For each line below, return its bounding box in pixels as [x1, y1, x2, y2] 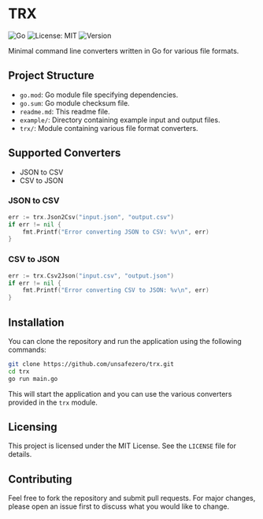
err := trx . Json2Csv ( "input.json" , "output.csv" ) [8, 213, 175, 221]
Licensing [8, 420, 57, 434]
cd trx [8, 368, 30, 375]
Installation [8, 316, 65, 329]
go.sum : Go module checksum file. [19, 98, 130, 107]
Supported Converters [8, 147, 121, 160]
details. [8, 450, 32, 459]
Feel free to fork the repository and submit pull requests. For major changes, [8, 494, 256, 503]
